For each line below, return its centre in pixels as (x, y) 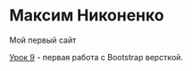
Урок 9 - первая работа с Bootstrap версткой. (96, 57)
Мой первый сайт (43, 40)
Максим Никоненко (87, 16)
